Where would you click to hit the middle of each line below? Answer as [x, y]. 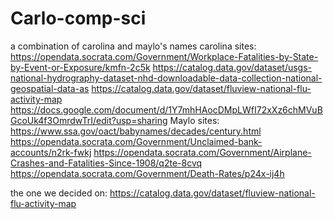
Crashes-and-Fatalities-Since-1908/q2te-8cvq [106, 163]
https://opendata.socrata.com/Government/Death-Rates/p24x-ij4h [147, 173]
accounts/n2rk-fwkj [51, 152]
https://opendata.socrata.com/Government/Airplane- [202, 152]
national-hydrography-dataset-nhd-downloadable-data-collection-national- [166, 78]
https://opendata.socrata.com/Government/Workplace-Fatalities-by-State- [164, 56]
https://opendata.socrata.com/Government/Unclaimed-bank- [136, 141]
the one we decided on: [59, 193]
